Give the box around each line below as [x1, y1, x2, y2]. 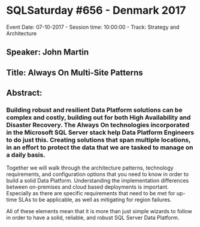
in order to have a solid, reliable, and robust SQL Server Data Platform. [6, 214, 180, 222]
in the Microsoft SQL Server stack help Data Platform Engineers [6, 128, 195, 137]
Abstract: [6, 88, 43, 98]
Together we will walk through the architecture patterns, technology [6, 164, 174, 171]
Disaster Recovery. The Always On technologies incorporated [6, 121, 190, 129]
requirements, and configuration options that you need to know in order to [6, 171, 189, 178]
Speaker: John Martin [6, 47, 89, 57]
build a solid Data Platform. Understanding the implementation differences [6, 177, 189, 184]
